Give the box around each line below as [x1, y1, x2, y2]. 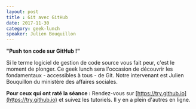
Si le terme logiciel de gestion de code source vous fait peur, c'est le [6, 59, 175, 66]
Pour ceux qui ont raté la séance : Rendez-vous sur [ [6, 90, 138, 97]
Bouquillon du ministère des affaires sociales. [6, 78, 118, 86]
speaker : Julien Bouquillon [6, 31, 76, 37]
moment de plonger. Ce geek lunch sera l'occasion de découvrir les [6, 65, 173, 72]
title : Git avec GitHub [6, 14, 68, 20]
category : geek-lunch [6, 25, 60, 32]
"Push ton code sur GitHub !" [6, 47, 81, 54]
